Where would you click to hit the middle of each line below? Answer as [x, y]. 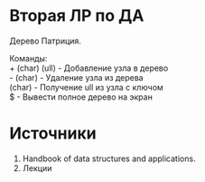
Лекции [37, 168]
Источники [53, 134]
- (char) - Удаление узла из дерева [76, 77]
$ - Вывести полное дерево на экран [81, 97]
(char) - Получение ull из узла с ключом [87, 87]
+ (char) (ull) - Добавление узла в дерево [89, 68]
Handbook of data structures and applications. [109, 158]
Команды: [28, 58]
